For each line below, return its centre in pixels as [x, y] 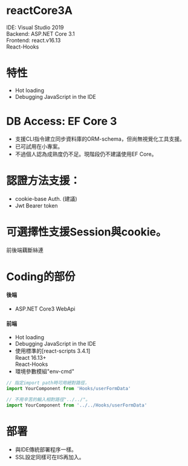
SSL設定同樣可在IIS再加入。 [50, 457]
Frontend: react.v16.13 [34, 40]
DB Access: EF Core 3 [62, 121]
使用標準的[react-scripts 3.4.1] [53, 351]
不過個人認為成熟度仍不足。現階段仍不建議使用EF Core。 [86, 154]
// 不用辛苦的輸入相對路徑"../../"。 [48, 400]
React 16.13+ [31, 358]
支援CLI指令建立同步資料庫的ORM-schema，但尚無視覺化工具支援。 [100, 139]
